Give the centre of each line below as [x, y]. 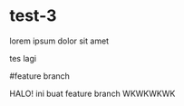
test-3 [33, 16]
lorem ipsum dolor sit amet [59, 41]
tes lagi [23, 58]
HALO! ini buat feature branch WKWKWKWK [92, 93]
